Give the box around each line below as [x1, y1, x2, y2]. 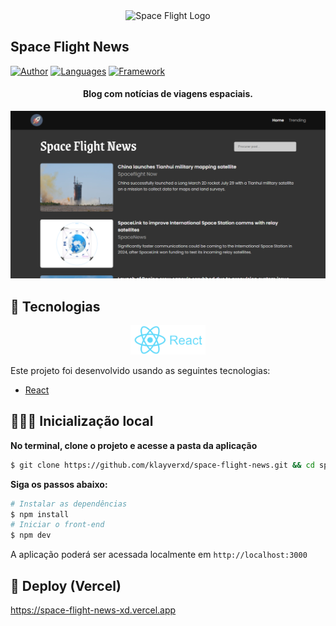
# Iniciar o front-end [10, 520, 105, 530]
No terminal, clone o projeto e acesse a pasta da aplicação [10, 439, 258, 451]
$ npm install [10, 509, 70, 519]
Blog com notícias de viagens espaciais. [83, 88, 253, 100]
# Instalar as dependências [10, 499, 128, 509]
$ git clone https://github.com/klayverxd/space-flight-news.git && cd [10, 460, 315, 470]
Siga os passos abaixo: [10, 478, 108, 490]
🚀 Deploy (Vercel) [10, 577, 122, 594]
